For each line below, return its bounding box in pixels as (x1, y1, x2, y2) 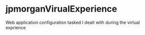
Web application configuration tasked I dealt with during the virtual (5, 19, 140, 25)
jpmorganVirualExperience (5, 3, 117, 15)
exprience (5, 24, 26, 30)
